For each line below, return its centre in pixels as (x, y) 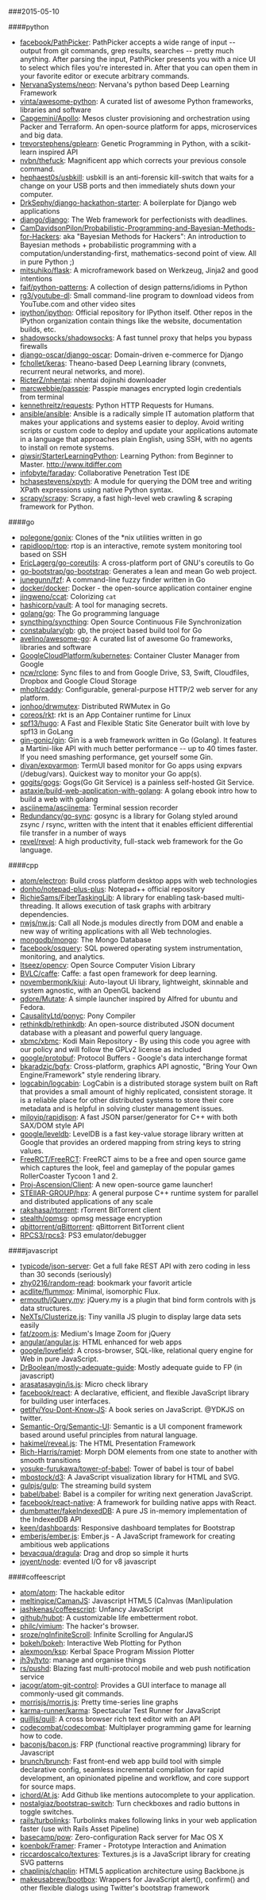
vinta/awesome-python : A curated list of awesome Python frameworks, (137, 101)
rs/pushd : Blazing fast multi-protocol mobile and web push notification (135, 1668)
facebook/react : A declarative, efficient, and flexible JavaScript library (134, 1393)
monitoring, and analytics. (62, 956)
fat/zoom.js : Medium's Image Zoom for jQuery (95, 1333)
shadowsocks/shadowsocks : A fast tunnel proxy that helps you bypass (136, 338)
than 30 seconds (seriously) (66, 1274)
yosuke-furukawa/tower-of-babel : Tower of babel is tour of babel (127, 1469)
